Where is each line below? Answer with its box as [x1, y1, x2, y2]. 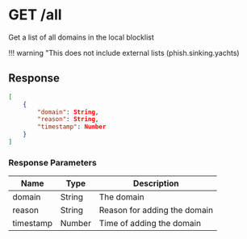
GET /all [8, 6, 62, 24]
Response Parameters [8, 157, 97, 168]
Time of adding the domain [98, 218, 202, 229]
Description [132, 178, 179, 189]
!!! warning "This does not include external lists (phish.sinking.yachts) [8, 48, 240, 57]
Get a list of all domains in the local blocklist [8, 32, 155, 42]
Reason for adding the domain [98, 204, 214, 216]
